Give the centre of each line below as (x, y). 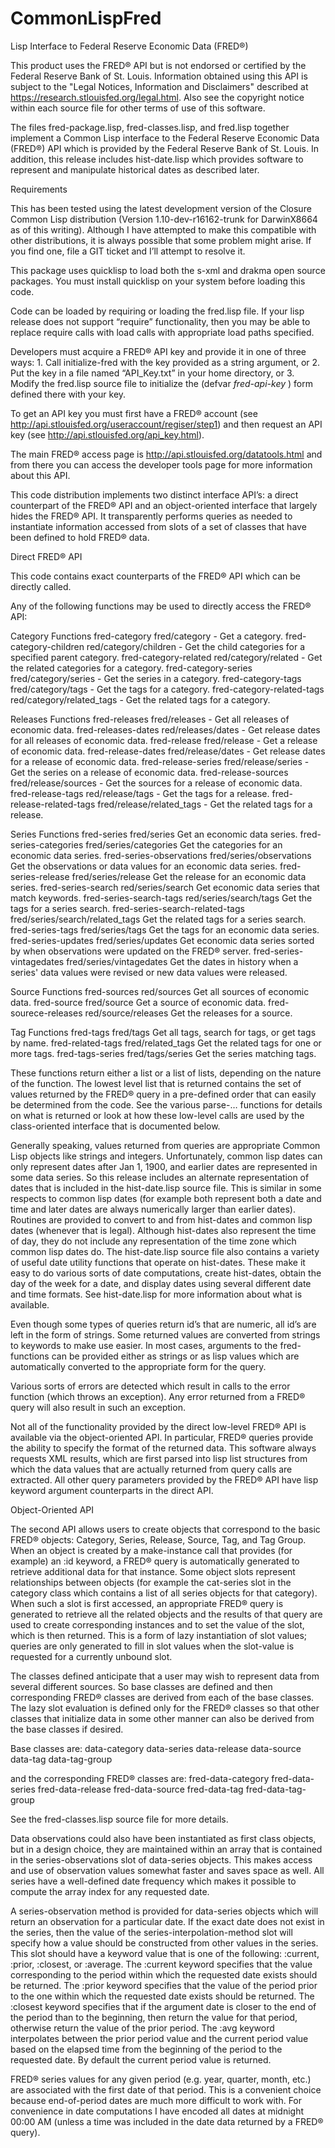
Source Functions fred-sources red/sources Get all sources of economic (160, 991)
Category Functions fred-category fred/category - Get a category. (147, 636)
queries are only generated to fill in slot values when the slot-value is (152, 1646)
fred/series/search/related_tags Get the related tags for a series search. (158, 919)
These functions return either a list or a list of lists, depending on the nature (166, 1073)
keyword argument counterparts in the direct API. (112, 1490)
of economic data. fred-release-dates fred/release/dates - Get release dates (168, 751)
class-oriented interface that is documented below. (115, 1126)
